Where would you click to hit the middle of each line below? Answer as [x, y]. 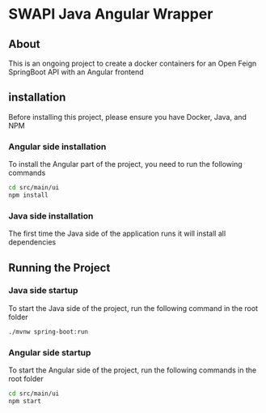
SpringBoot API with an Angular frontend [76, 72]
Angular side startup [50, 352]
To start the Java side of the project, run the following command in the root [133, 308]
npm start [25, 401]
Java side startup [43, 291]
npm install [28, 195]
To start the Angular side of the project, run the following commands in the [133, 370]
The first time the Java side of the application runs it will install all [117, 234]
